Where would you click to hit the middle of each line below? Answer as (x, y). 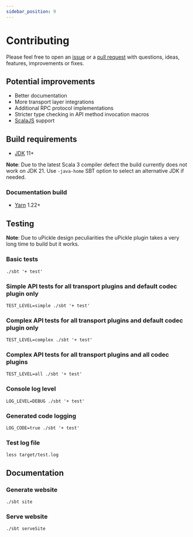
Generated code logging (41, 416)
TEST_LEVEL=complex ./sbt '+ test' (49, 340)
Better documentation (41, 96)
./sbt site (19, 502)
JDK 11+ (24, 153)
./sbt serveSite (26, 529)
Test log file (23, 443)
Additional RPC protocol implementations (64, 108)
